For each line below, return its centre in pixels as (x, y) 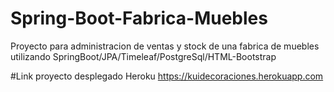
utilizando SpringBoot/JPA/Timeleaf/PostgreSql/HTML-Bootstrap (143, 56)
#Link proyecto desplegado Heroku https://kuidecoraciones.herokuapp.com (167, 76)
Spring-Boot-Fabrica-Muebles (139, 18)
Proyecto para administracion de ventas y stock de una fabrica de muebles (165, 46)
